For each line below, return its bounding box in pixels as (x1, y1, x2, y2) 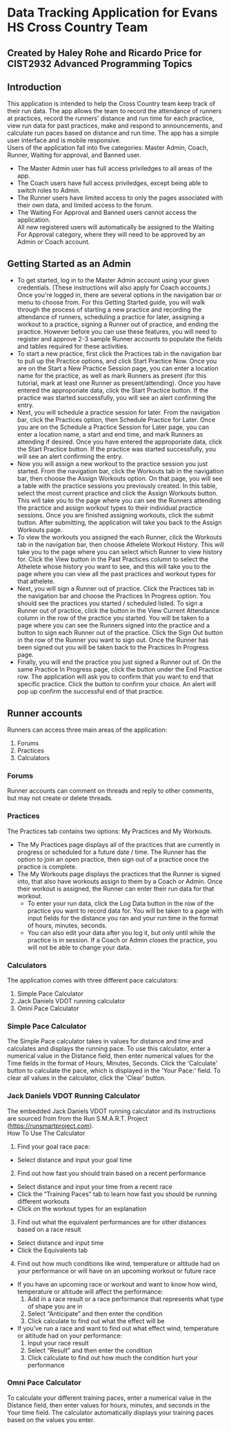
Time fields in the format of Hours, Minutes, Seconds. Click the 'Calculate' (7, 1059, 218, 1068)
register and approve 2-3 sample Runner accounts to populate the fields (17, 335, 223, 343)
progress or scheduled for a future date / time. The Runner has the (17, 848, 207, 856)
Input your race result (27, 1338, 89, 1347)
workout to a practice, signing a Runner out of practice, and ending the (17, 320, 219, 329)
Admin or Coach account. (17, 238, 90, 246)
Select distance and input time (17, 1238, 104, 1247)
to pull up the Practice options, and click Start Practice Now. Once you (17, 357, 217, 366)
